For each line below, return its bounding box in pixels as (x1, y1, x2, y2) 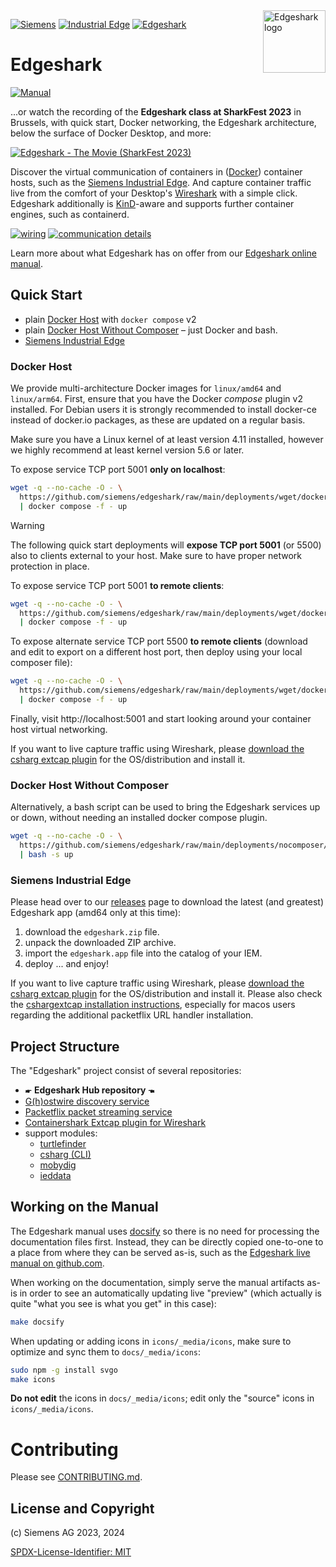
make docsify (10, 1317, 65, 1327)
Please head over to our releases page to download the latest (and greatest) (10, 896, 325, 908)
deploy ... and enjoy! (24, 958, 109, 970)
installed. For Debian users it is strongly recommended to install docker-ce (10, 404, 317, 416)
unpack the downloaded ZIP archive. (24, 937, 177, 949)
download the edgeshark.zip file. (24, 926, 160, 938)
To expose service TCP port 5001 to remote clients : (10, 579, 225, 591)
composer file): (10, 657, 73, 669)
